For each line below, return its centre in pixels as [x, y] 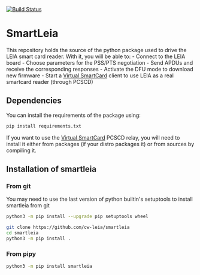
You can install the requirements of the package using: [73, 115]
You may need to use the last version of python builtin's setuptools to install [99, 199]
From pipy [21, 253]
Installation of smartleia [51, 169]
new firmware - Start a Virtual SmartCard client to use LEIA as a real [90, 75]
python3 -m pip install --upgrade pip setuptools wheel [77, 217]
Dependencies [34, 101]
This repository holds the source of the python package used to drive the [96, 50]
